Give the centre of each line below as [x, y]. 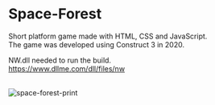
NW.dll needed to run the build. [60, 60]
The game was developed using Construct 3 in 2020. [97, 44]
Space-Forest [55, 14]
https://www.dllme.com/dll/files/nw [67, 68]
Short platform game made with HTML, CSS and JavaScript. [108, 36]
